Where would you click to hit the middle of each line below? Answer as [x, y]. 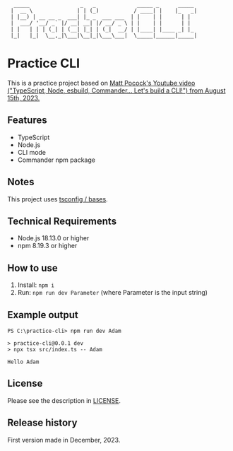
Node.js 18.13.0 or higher [53, 238]
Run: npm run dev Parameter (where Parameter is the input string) [113, 293]
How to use [32, 268]
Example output [43, 315]
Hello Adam [23, 362]
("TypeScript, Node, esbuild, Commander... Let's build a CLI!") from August [116, 90]
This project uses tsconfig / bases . [58, 199]
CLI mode [32, 152]
